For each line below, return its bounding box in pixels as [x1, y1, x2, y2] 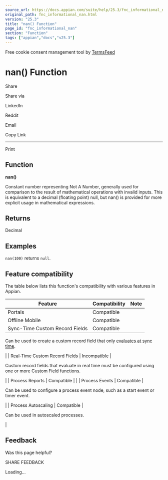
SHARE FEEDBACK [5, 459, 44, 465]
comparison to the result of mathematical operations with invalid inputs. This [5, 189, 163, 195]
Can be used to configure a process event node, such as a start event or [5, 387, 154, 393]
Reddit [5, 112, 19, 118]
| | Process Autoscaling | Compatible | [5, 402, 83, 408]
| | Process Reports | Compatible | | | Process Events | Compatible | [5, 378, 143, 384]
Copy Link [5, 131, 26, 138]
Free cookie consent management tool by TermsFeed [5, 49, 115, 55]
